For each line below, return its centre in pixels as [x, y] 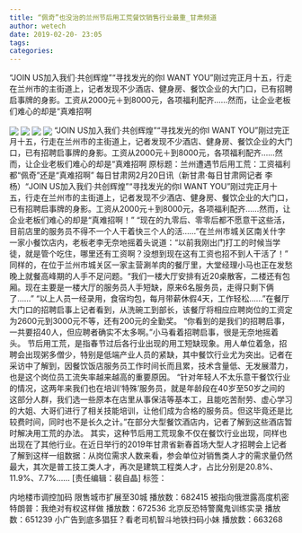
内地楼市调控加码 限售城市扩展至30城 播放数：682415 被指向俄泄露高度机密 [149, 497]
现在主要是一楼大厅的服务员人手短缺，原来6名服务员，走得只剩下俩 [149, 287]
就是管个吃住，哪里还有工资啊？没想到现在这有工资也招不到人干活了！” [157, 254]
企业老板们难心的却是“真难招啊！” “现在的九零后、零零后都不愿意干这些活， [150, 220]
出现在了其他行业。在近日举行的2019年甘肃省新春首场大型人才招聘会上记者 [148, 444]
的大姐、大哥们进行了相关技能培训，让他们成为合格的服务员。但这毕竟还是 [147, 411]
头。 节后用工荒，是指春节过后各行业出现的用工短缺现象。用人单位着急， [144, 344]
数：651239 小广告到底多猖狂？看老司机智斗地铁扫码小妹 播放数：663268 [146, 520]
